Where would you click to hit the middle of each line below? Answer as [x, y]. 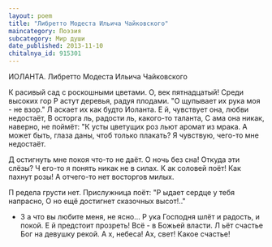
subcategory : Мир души [47, 38]
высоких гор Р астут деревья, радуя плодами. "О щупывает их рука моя [134, 101]
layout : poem [30, 16]
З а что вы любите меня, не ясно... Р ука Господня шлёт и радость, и [140, 217]
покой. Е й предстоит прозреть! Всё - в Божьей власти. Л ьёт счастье [142, 225]
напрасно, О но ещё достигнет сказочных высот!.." [97, 201]
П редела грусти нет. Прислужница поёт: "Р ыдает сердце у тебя [122, 192]
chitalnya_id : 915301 [45, 53]
